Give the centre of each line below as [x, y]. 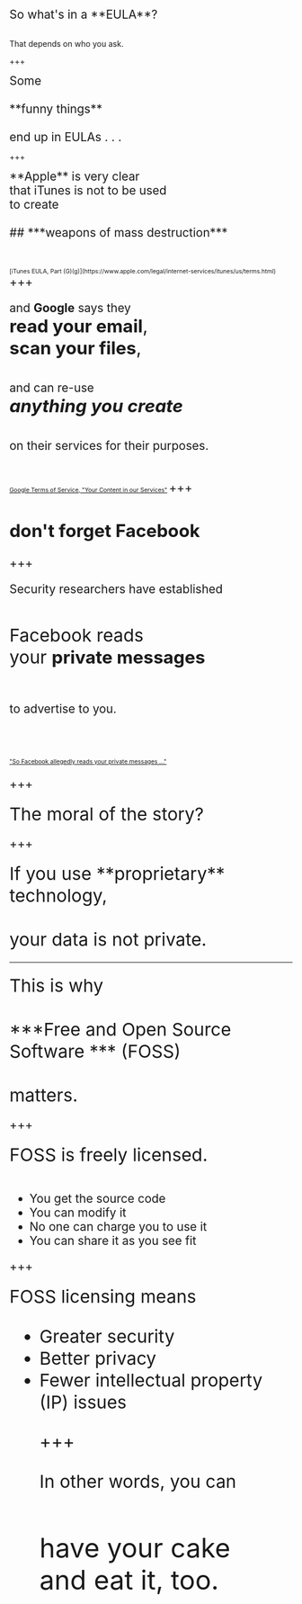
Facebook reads [76, 635]
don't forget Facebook [105, 531]
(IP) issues [83, 1402]
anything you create [96, 406]
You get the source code [98, 1199]
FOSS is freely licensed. [109, 1155]
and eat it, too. [129, 1580]
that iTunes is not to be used [88, 190]
